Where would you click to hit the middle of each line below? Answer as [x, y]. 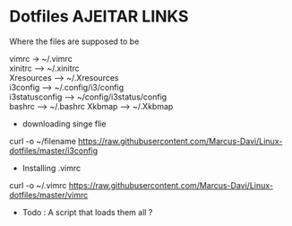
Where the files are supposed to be [74, 41]
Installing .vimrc [52, 168]
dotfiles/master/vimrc [49, 195]
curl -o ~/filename [43, 141]
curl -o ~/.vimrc [38, 185]
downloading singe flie [64, 124]
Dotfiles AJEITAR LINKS [99, 17]
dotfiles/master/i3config [54, 151]
